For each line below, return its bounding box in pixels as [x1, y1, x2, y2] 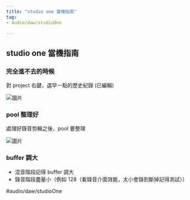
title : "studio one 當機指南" [6, 8, 77, 15]
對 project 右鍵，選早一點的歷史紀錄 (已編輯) [6, 82, 114, 89]
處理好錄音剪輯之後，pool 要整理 [6, 125, 86, 132]
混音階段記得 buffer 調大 [14, 168, 74, 175]
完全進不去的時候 [6, 67, 55, 76]
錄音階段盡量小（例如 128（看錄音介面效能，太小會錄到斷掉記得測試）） [14, 175, 188, 183]
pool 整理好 [6, 110, 39, 119]
